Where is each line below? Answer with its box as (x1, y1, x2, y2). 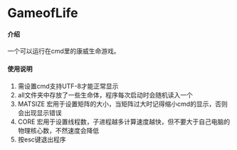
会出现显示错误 (17, 108, 62, 117)
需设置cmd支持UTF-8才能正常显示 (17, 82, 119, 90)
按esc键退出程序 (17, 135, 66, 144)
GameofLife (7, 5, 78, 21)
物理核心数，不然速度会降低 (17, 126, 100, 134)
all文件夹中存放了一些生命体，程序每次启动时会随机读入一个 (17, 90, 194, 99)
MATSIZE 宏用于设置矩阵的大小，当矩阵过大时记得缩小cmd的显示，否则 (17, 100, 228, 108)
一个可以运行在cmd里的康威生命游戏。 (7, 47, 120, 55)
